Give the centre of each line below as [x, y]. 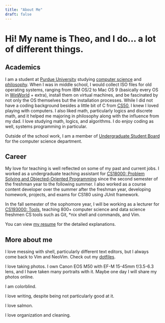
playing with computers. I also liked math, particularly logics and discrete [79, 110]
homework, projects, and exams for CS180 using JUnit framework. [72, 195]
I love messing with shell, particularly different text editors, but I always [77, 251]
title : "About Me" [24, 10]
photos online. [20, 277]
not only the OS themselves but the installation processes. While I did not [79, 100]
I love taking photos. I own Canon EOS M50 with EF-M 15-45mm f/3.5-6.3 [79, 266]
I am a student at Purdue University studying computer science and [73, 79]
